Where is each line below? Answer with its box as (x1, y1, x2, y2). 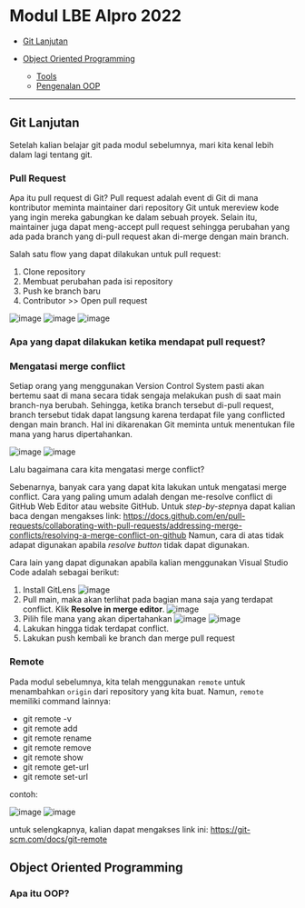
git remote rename (22, 733, 93, 743)
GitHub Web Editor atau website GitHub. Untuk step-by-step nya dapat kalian (9, 501, 296, 512)
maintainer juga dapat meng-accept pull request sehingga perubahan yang (9, 222, 290, 233)
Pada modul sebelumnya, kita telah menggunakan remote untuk (9, 676, 246, 687)
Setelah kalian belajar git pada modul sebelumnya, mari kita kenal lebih (9, 139, 274, 150)
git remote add (22, 723, 78, 733)
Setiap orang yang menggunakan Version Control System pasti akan (9, 381, 265, 392)
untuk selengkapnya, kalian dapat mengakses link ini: (9, 823, 209, 834)
